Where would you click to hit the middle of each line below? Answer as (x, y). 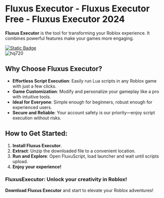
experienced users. (32, 107)
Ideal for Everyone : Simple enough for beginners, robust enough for (82, 102)
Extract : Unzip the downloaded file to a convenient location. (74, 151)
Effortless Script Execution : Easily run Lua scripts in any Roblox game (84, 81)
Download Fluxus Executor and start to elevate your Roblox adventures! (79, 190)
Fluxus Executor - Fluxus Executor (78, 9)
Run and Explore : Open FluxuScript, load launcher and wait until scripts (85, 156)
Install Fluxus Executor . (37, 145)
